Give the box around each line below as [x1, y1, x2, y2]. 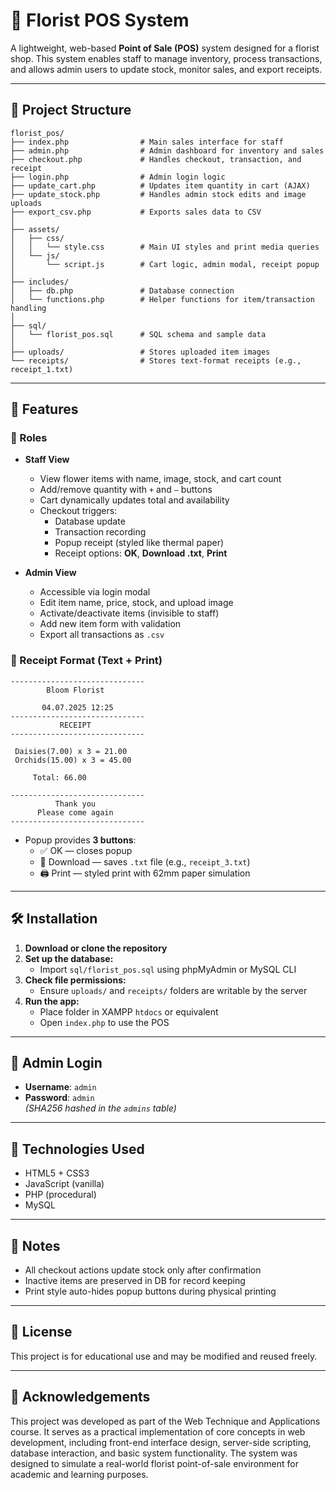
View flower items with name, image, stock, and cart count [39, 473, 282, 485]
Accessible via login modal [39, 586, 151, 598]
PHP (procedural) [24, 1189, 97, 1201]
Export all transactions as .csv [39, 629, 165, 641]
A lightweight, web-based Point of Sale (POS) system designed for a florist [10, 42, 320, 54]
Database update [54, 515, 126, 528]
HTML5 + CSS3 [24, 1167, 90, 1179]
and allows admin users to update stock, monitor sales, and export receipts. [10, 63, 323, 75]
